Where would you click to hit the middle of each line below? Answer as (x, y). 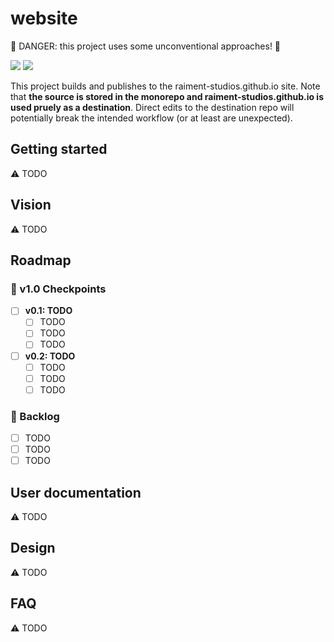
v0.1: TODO (48, 311)
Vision (31, 205)
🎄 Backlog (35, 416)
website (44, 18)
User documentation (76, 492)
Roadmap (41, 260)
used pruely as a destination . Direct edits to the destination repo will (152, 107)
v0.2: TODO (50, 356)
